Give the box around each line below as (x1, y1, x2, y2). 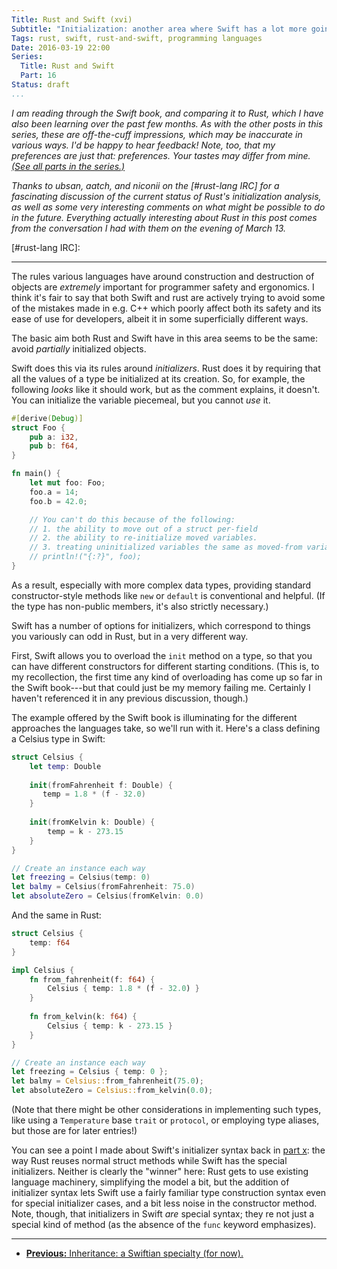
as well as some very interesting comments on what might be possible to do (11, 201, 326, 213)
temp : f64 (29, 937, 71, 948)
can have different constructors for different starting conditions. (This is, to (11, 660, 320, 672)
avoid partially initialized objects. (11, 342, 147, 355)
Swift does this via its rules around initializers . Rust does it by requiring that (11, 362, 321, 374)
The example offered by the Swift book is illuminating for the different (11, 711, 298, 723)
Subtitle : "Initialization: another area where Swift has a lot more (11, 24, 308, 34)
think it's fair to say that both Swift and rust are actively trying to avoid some (11, 291, 326, 303)
